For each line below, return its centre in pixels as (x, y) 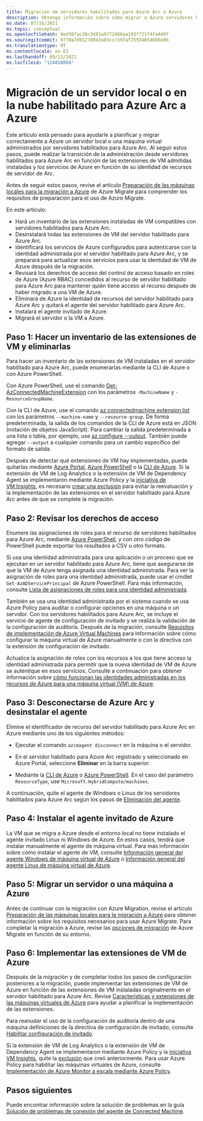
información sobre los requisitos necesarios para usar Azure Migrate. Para (99, 921)
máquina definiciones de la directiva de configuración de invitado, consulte (100, 1027)
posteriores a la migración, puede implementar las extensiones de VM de (97, 984)
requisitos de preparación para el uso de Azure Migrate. (76, 198)
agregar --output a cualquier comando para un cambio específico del (93, 442)
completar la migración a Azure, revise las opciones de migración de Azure (100, 927)
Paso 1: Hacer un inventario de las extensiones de (101, 337)
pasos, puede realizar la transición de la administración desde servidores (97, 154)
